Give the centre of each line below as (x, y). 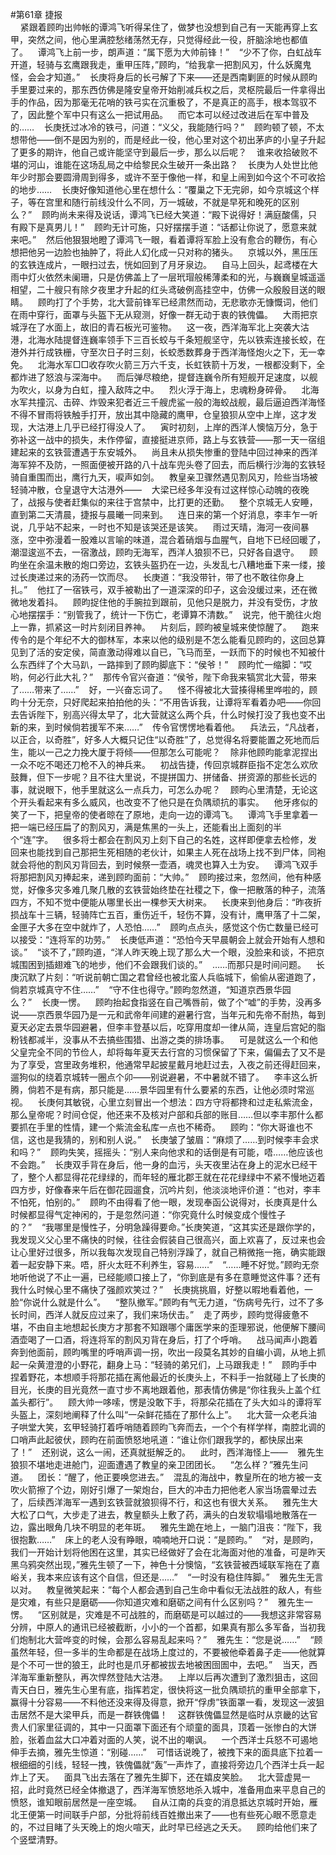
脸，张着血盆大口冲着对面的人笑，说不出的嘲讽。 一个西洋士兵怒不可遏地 (164, 1739)
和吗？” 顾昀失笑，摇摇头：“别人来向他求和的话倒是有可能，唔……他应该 (162, 1152)
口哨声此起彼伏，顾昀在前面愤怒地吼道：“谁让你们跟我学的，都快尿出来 (157, 1439)
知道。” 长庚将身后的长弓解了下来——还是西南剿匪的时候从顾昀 (185, 77)
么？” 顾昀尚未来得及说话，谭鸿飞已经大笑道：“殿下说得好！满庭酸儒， (159, 214)
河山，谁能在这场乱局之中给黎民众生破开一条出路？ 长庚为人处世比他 (172, 164)
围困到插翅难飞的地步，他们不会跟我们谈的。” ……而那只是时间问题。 (162, 964)
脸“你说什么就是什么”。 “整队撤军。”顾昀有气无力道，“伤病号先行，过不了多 (167, 1302)
